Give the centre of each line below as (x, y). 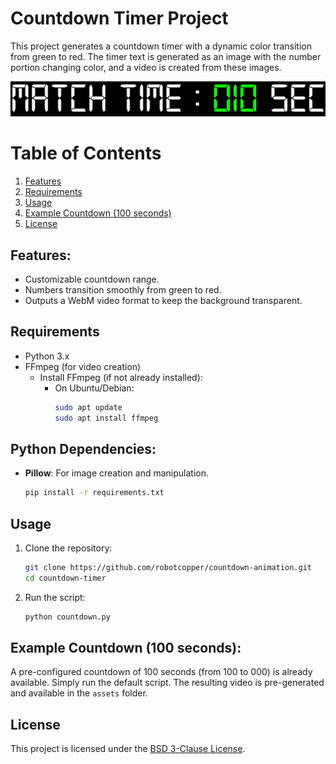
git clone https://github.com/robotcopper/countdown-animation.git (168, 568)
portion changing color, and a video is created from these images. (146, 67)
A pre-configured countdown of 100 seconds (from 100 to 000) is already (161, 672)
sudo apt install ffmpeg (106, 418)
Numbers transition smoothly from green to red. (123, 289)
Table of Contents (86, 153)
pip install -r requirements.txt (94, 493)
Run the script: (55, 597)
